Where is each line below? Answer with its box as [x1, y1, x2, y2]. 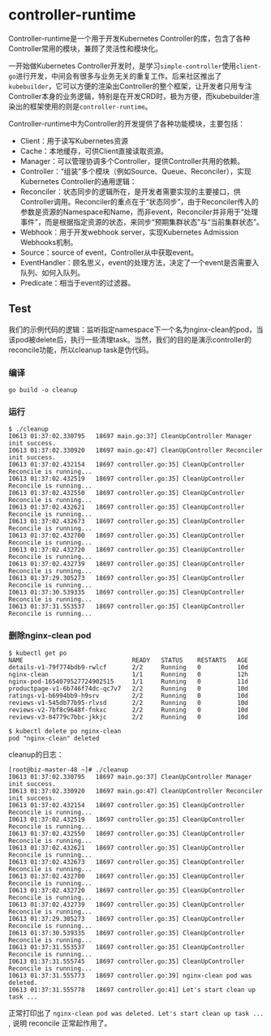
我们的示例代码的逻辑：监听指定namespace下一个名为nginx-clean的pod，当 [8, 325, 264, 334]
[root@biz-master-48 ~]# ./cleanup [8, 765, 129, 774]
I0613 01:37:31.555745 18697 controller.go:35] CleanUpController [8, 957, 245, 965]
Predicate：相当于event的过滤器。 [19, 277, 135, 287]
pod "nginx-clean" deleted [8, 734, 100, 742]
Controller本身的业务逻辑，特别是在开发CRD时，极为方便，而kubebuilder [8, 91, 253, 101]
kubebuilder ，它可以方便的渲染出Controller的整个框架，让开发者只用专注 [8, 81, 252, 91]
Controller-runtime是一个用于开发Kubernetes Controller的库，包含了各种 [8, 33, 251, 43]
